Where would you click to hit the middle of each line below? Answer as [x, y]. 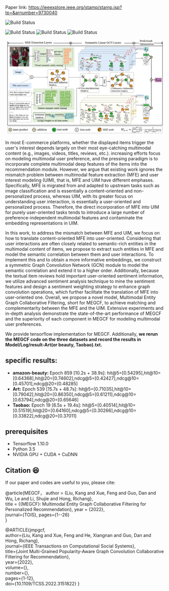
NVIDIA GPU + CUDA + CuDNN [45, 454]
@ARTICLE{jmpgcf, [25, 530]
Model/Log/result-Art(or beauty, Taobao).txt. [54, 345]
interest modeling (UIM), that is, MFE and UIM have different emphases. [80, 180]
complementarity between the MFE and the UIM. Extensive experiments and [84, 308]
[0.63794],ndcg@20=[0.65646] [46, 399]
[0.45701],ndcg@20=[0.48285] [45, 383]
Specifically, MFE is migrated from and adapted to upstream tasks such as [82, 185]
